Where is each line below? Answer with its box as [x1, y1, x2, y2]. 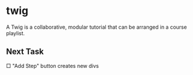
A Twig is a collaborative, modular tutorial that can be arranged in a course [6, 23, 187, 30]
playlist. [6, 29, 25, 36]
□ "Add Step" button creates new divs [6, 62, 99, 69]
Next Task [6, 47, 44, 57]
